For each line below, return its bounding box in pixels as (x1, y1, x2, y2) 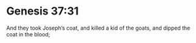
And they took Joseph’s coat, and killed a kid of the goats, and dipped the (6, 24, 191, 31)
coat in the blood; (6, 30, 50, 38)
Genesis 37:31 (6, 4, 79, 18)
